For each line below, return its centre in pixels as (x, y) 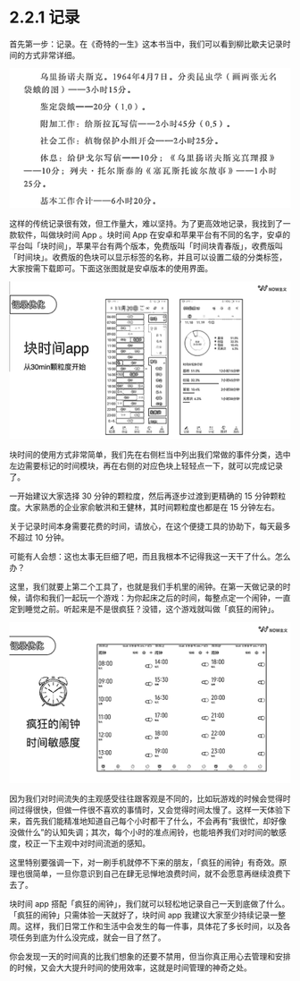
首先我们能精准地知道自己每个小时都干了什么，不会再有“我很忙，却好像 (156, 821)
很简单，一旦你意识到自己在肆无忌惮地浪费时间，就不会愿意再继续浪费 (154, 874)
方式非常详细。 (52, 55)
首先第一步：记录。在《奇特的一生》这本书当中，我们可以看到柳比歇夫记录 (146, 44)
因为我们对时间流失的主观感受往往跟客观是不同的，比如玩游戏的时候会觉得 (146, 798)
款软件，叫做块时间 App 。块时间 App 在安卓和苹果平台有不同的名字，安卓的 (150, 235)
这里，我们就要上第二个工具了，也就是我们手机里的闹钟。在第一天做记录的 (146, 586)
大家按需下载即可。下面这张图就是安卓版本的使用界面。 (111, 269)
